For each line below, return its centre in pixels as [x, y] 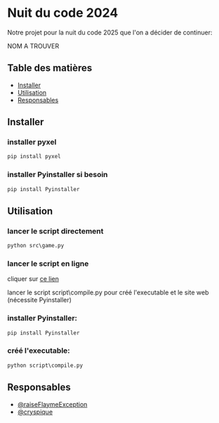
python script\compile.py [45, 365]
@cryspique [35, 412]
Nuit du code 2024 [63, 13]
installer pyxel [32, 142]
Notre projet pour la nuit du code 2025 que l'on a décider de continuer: [110, 32]
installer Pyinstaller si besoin [58, 175]
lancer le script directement [55, 231]
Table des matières [50, 68]
